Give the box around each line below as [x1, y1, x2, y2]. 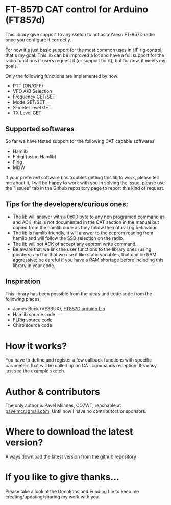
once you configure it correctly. [5, 37, 71, 43]
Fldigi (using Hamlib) [12, 153, 57, 159]
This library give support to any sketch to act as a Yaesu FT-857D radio [5, 31, 155, 37]
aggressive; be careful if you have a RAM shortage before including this [12, 257, 164, 263]
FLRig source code [12, 317, 53, 323]
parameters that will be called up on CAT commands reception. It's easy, [5, 363, 158, 369]
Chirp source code [12, 322, 53, 328]
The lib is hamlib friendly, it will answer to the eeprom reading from [12, 230, 154, 236]
